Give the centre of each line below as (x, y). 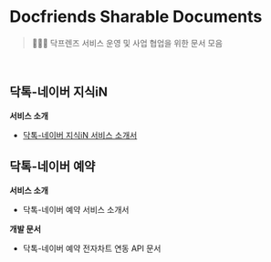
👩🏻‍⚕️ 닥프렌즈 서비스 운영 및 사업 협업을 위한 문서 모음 (127, 43)
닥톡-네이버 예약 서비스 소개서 (76, 209)
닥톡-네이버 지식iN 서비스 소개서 (80, 135)
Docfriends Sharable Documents (136, 17)
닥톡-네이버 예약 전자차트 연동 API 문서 (92, 248)
